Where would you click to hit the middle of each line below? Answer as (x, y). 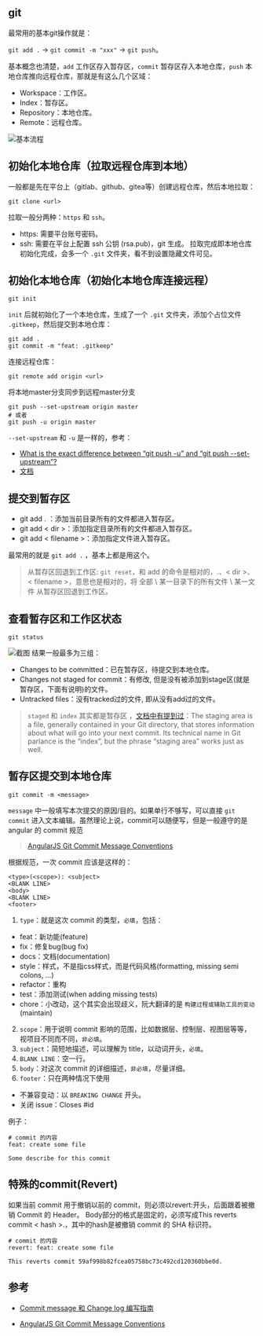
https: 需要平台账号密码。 (61, 233)
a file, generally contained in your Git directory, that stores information (141, 725)
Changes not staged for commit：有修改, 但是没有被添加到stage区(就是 (134, 680)
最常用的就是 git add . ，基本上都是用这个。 (81, 555)
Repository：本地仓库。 (58, 112)
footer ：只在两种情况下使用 (64, 1078)
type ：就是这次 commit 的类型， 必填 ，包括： (91, 919)
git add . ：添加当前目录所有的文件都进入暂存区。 (99, 519)
